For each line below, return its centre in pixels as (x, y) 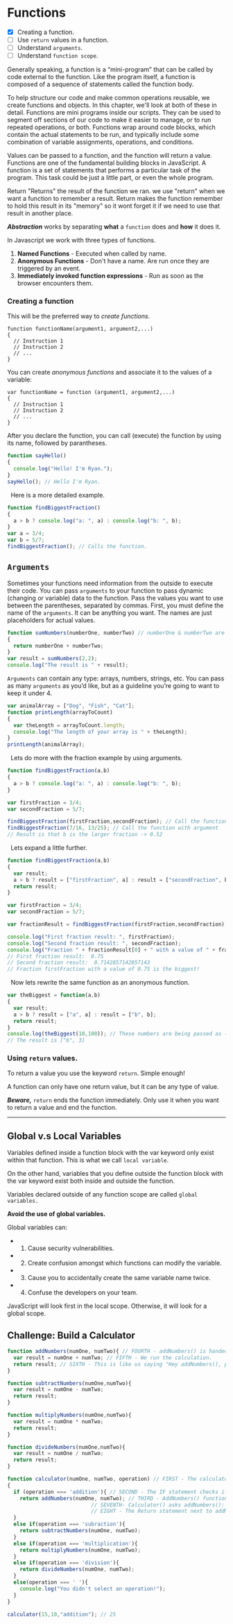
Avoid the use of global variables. (57, 1214)
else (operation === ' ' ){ (51, 1582)
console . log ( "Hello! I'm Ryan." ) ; (63, 469)
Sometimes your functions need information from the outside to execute (110, 583)
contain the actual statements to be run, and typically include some (103, 135)
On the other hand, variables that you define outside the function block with (115, 1174)
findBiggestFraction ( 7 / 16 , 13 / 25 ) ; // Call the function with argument (113, 828)
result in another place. (40, 213)
